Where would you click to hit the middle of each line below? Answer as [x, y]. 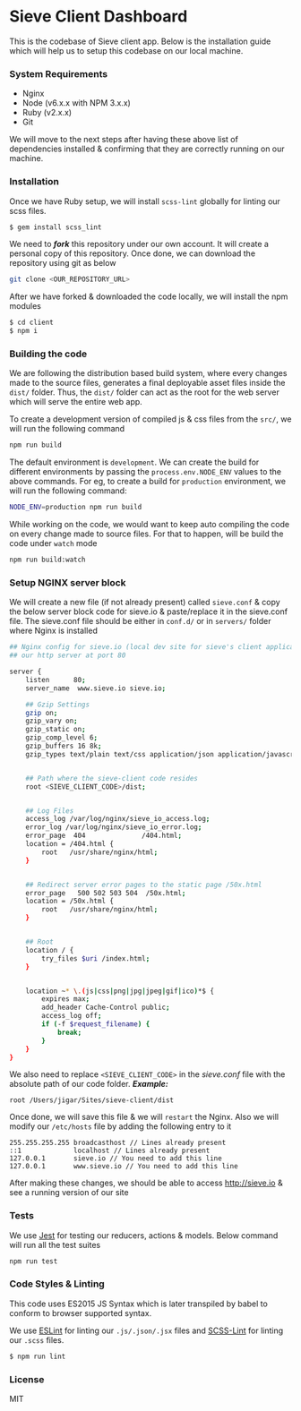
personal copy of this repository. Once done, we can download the [133, 253]
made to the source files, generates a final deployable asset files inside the [147, 383]
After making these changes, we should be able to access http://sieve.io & [146, 1183]
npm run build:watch [48, 560]
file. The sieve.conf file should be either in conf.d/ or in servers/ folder [140, 621]
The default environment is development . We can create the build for [134, 462]
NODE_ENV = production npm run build [76, 508]
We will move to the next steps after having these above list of [124, 140]
